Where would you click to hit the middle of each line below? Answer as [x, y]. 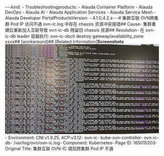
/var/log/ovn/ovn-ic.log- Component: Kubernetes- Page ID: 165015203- [85, 143]
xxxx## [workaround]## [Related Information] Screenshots [64, 42]
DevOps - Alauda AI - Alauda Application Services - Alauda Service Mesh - [81, 12]
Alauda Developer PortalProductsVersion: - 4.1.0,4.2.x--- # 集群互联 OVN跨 [80, 18]
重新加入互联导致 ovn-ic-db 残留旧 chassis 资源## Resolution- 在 [79, 30]
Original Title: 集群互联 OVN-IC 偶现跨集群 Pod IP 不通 [59, 149]
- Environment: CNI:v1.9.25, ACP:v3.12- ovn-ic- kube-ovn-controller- [74, 138]
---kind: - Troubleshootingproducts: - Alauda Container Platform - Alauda [79, 7]
